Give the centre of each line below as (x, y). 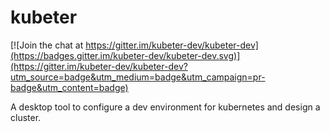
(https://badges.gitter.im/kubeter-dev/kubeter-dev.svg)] (125, 55)
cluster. (26, 117)
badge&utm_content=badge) (69, 87)
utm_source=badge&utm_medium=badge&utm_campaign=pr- (138, 77)
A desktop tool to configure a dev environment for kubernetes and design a (165, 107)
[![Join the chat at (47, 45)
